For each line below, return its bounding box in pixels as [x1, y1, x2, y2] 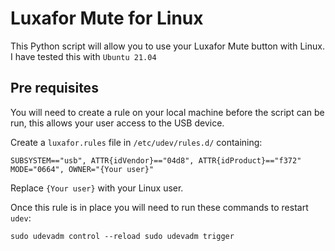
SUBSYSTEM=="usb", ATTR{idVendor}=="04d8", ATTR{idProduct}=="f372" [10, 155, 302, 166]
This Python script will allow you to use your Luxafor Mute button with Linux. [10, 40, 325, 52]
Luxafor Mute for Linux [10, 7, 204, 30]
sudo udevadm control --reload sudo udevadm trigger [10, 231, 235, 241]
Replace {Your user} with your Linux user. [10, 182, 184, 194]
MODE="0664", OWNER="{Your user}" [10, 164, 155, 174]
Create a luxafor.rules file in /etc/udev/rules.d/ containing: [10, 136, 263, 148]
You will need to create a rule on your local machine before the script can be [10, 106, 325, 118]
